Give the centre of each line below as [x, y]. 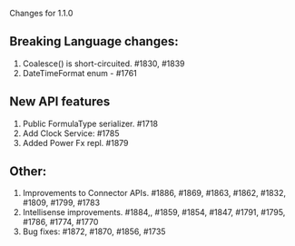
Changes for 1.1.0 [41, 13]
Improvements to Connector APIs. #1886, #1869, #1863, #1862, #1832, [154, 193]
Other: [28, 172]
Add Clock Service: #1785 [71, 133]
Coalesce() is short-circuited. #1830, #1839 [103, 64]
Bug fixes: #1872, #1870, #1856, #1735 [94, 231]
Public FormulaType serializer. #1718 [90, 123]
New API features [60, 102]
